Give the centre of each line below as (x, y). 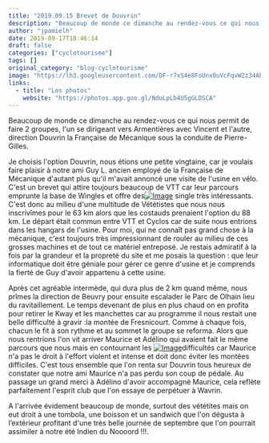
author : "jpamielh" (41, 30)
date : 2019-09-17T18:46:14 (53, 38)
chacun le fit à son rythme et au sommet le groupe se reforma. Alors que (128, 331)
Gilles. (19, 146)
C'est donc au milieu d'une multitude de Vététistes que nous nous (117, 205)
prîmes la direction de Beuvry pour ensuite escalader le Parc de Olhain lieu (131, 297)
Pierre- (236, 138)
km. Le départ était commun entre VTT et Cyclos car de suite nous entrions (133, 221)
